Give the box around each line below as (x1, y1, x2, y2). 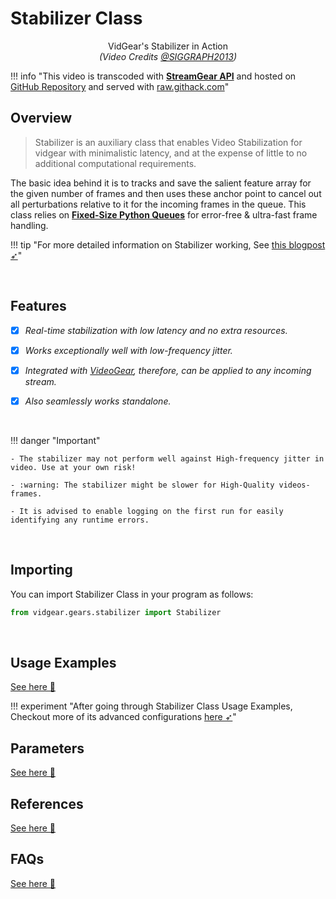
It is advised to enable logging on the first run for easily (19, 506, 284, 516)
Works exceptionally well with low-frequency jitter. (24, 344, 233, 356)
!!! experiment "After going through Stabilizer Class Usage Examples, (10, 700, 293, 712)
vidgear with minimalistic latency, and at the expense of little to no (34, 147, 308, 159)
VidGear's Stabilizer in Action (107, 40, 229, 52)
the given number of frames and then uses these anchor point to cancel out (10, 187, 322, 199)
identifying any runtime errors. (10, 515, 150, 525)
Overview (10, 110, 73, 127)
